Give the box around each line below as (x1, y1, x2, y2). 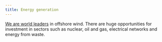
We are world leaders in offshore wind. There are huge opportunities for (5, 21, 152, 27)
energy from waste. (5, 31, 46, 37)
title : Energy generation (5, 7, 58, 12)
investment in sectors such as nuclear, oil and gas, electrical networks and (5, 26, 158, 32)
